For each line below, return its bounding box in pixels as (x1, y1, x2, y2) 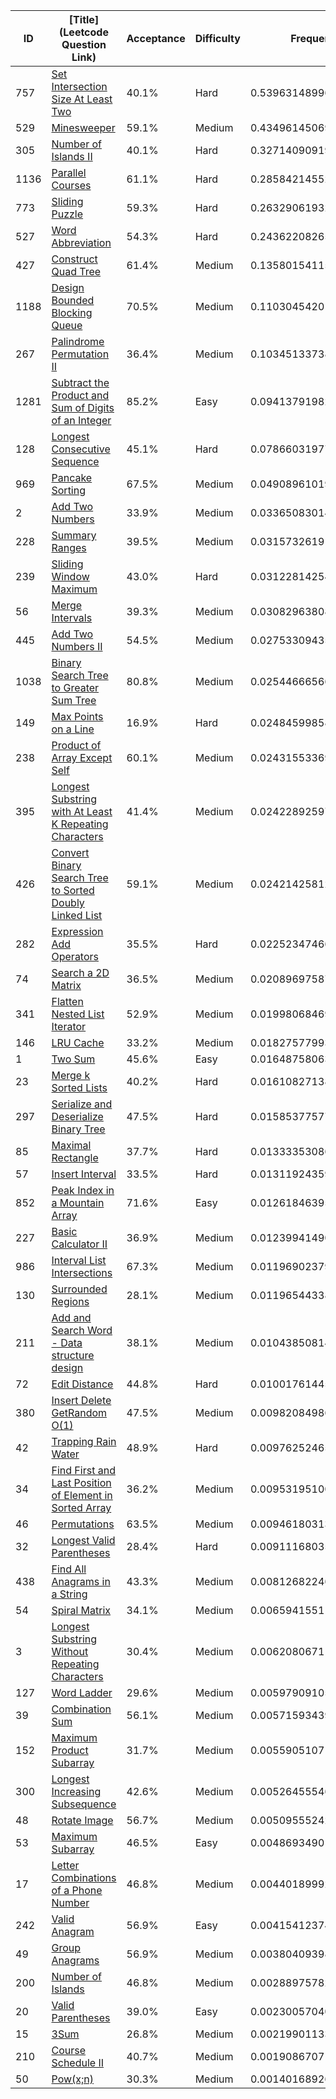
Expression (51, 925, 104, 938)
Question (61, 38, 107, 51)
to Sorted (51, 884, 95, 897)
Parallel (51, 166, 87, 179)
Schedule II (51, 2056, 105, 2069)
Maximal (51, 1139, 92, 1152)
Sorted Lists (51, 1081, 108, 1094)
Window (51, 570, 90, 583)
